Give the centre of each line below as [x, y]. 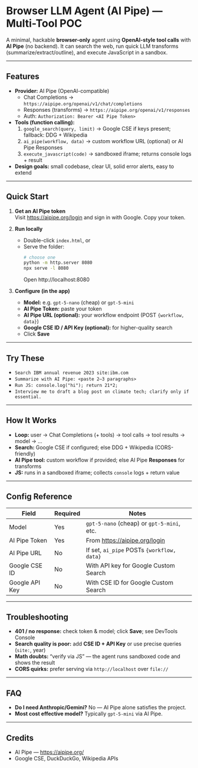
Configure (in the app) [42, 291]
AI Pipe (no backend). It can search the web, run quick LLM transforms [92, 46]
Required [67, 513]
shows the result [35, 663]
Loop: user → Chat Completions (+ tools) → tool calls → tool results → [100, 435]
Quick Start [27, 197]
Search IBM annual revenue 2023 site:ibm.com [71, 373]
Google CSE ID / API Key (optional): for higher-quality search [98, 328]
